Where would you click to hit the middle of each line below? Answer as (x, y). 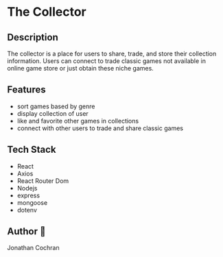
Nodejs (27, 188)
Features (26, 90)
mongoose (32, 202)
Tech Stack (32, 150)
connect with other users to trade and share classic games (100, 128)
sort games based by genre (56, 106)
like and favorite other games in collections (78, 121)
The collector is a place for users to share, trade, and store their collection (112, 53)
